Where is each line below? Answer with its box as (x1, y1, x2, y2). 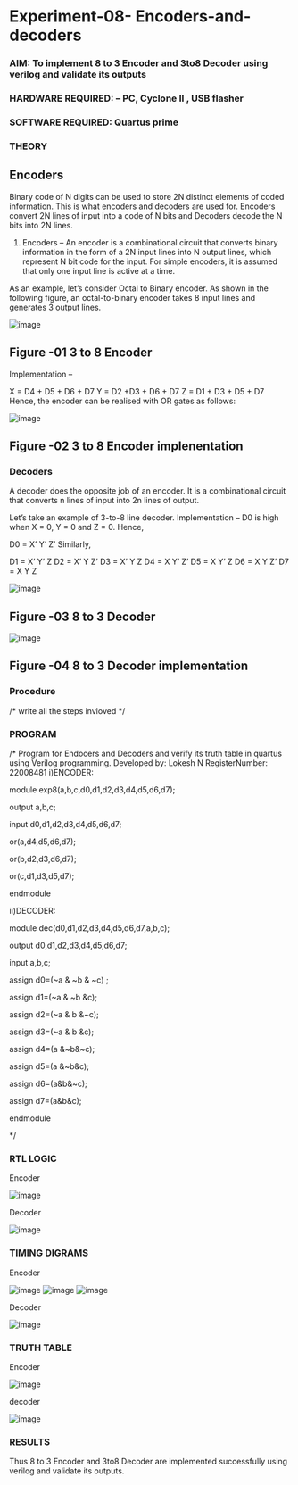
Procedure (9, 685, 56, 698)
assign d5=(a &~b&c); (9, 1060, 89, 1072)
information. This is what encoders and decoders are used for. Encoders (9, 201, 276, 212)
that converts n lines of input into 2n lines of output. (9, 495, 199, 506)
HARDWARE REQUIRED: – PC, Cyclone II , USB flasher (9, 92, 244, 104)
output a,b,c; (9, 801, 56, 812)
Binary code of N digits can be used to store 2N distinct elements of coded (9, 191, 285, 202)
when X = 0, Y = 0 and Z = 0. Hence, (9, 522, 145, 533)
